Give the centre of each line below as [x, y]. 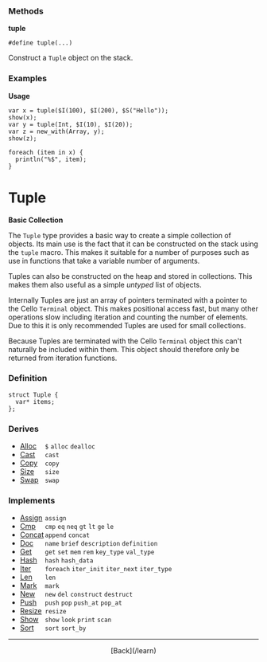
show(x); [23, 117]
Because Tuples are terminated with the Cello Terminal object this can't [125, 341]
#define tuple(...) [41, 43]
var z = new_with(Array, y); [56, 131]
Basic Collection [36, 220]
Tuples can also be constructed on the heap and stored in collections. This [130, 276]
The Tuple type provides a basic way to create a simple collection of [120, 235]
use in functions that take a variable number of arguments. [104, 260]
